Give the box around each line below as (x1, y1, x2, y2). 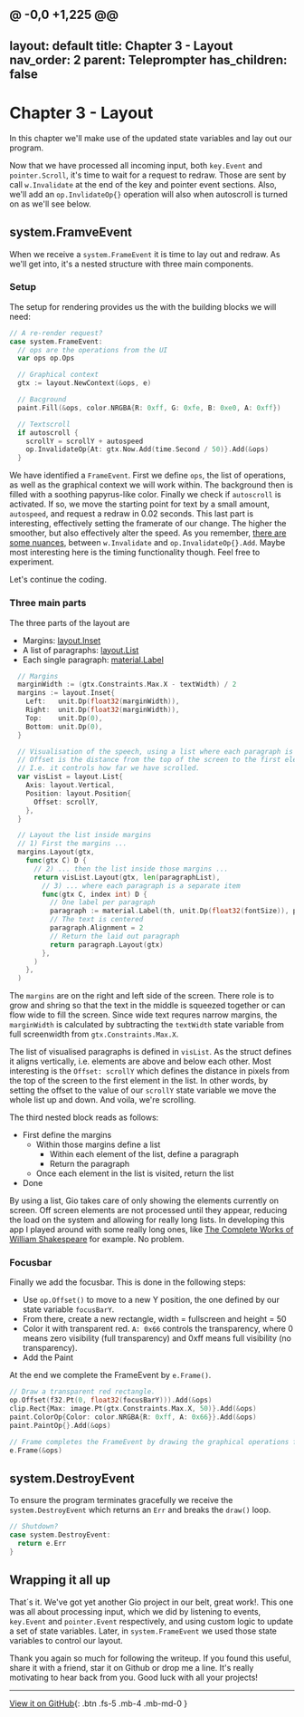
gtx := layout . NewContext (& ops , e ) (17, 379, 152, 388)
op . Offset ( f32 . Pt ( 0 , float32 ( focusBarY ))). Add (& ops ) (9, 1395, 213, 1405)
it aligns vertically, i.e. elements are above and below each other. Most (9, 1056, 271, 1067)
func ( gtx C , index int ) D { (42, 890, 147, 899)
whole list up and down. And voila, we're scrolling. (9, 1095, 196, 1105)
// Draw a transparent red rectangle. (9, 1387, 156, 1396)
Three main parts (9, 597, 87, 610)
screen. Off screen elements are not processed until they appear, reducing (9, 1205, 288, 1216)
